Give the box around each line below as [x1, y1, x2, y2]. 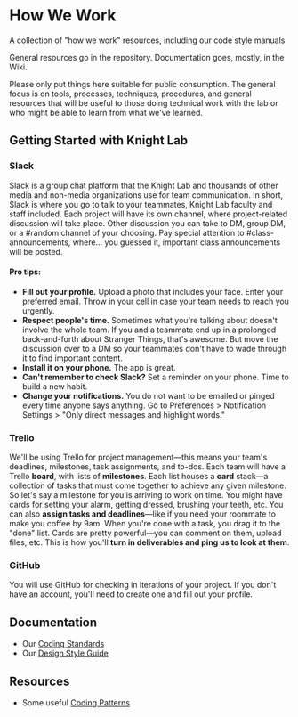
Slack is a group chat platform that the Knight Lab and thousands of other [9, 180, 278, 191]
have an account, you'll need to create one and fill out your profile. [9, 589, 254, 599]
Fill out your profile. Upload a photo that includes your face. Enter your [21, 286, 284, 297]
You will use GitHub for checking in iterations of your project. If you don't [9, 580, 277, 591]
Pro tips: [9, 266, 42, 277]
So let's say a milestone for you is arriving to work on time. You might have [9, 490, 283, 501]
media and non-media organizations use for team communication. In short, [9, 189, 284, 200]
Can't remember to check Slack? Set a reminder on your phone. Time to [21, 371, 289, 382]
